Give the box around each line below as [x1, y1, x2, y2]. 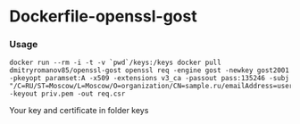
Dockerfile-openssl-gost [9, 6, 198, 27]
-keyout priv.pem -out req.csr [9, 89, 126, 99]
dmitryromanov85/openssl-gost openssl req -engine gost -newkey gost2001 [9, 66, 290, 75]
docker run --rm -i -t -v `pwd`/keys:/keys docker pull [9, 58, 221, 68]
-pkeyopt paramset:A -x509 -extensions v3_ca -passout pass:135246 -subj [9, 74, 290, 83]
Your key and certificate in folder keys [9, 105, 149, 116]
